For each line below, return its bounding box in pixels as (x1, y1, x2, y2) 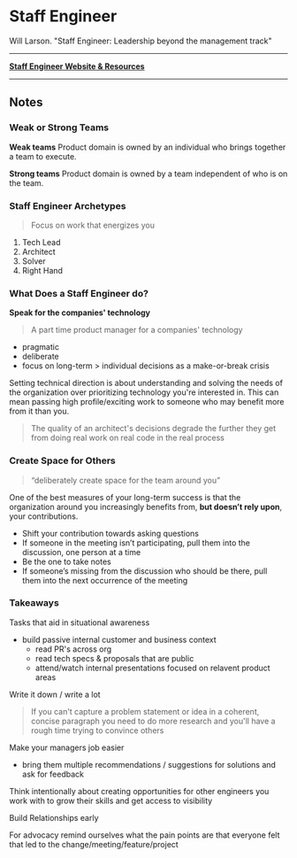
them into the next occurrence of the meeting (21, 575, 188, 585)
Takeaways (9, 597, 59, 609)
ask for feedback (21, 769, 84, 779)
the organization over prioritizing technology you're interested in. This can (9, 387, 279, 398)
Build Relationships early (9, 812, 99, 823)
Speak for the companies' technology (9, 307, 151, 318)
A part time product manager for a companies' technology (30, 325, 243, 336)
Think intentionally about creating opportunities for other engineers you (9, 785, 270, 796)
